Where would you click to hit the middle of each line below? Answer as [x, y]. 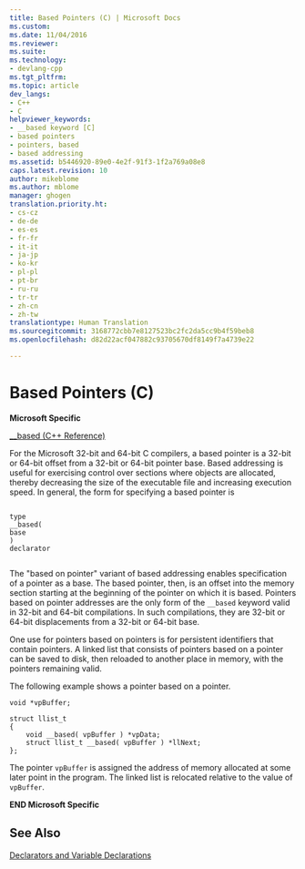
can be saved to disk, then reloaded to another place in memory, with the [147, 659]
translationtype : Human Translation [79, 323]
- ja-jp [24, 255]
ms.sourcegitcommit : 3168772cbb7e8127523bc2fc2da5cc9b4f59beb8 [132, 332]
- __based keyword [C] [52, 128]
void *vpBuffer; [40, 702]
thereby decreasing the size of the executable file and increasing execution [151, 482]
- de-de [24, 221]
